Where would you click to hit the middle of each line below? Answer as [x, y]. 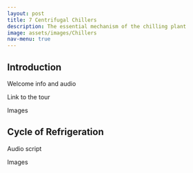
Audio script [24, 148]
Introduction [34, 67]
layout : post [26, 13]
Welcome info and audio [42, 83]
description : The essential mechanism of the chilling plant [97, 26]
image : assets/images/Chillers [52, 33]
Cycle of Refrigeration [55, 132]
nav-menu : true [29, 39]
